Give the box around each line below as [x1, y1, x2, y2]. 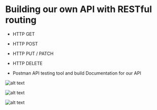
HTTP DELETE [12, 60, 43, 66]
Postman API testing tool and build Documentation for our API [12, 70, 141, 76]
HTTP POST [12, 40, 38, 46]
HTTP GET [12, 31, 35, 37]
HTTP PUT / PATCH [12, 50, 54, 57]
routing [5, 14, 37, 26]
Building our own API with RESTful [5, 4, 152, 15]
